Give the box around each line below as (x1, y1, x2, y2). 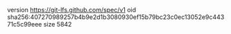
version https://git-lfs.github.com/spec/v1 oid (7, 6, 137, 14)
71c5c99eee (7, 20, 42, 28)
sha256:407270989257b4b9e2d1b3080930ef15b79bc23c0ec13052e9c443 (7, 13, 225, 21)
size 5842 (43, 20, 72, 28)
